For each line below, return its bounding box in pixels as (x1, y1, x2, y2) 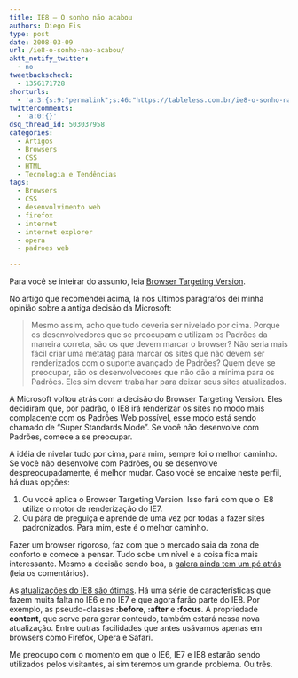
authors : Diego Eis (9, 21, 82, 30)
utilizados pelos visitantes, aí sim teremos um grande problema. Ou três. (9, 658, 273, 670)
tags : (9, 178, 29, 187)
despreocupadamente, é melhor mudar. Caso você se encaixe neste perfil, (9, 468, 282, 478)
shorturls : (9, 87, 50, 96)
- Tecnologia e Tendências (17, 169, 117, 178)
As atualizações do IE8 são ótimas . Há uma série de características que (9, 585, 271, 595)
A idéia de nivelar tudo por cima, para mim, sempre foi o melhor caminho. (9, 449, 278, 460)
